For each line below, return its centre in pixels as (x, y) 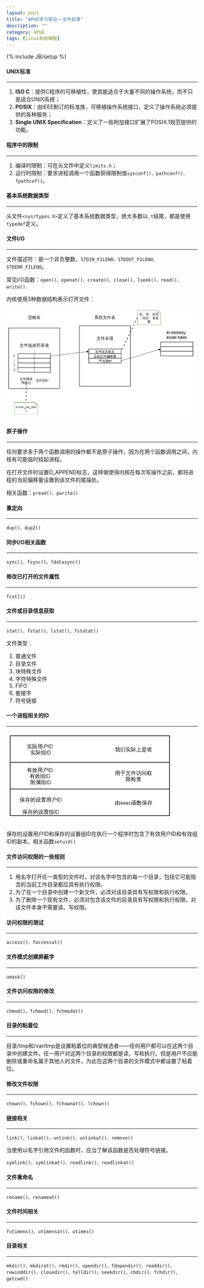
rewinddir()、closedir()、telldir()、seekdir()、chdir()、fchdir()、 (93, 1272)
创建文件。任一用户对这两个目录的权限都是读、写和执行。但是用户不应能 (107, 1053)
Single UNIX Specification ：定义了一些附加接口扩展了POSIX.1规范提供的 (106, 122)
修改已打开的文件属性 (33, 576)
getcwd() (17, 1279)
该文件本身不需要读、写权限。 (52, 907)
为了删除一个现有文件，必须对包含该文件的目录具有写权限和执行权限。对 (105, 900)
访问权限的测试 (25, 922)
